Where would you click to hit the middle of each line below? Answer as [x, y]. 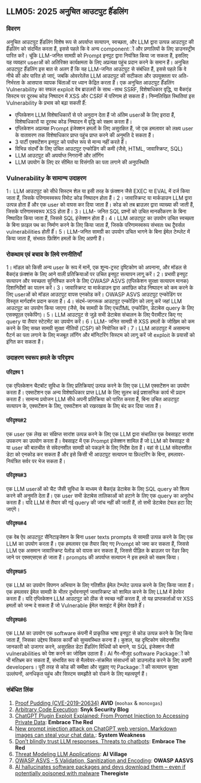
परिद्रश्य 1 [15, 372]
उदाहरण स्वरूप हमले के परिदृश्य [40, 358]
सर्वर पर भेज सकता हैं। [44, 461]
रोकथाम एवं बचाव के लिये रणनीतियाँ [44, 254]
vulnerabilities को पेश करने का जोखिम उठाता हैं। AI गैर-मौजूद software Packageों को [98, 654]
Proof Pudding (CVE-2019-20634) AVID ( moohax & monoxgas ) [89, 703]
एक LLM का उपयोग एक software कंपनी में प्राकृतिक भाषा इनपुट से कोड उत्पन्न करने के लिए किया [100, 633]
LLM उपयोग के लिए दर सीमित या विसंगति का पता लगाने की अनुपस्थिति [82, 162]
